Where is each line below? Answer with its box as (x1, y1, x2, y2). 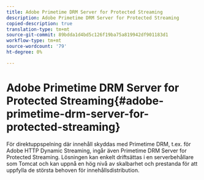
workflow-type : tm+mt (6, 37, 62, 44)
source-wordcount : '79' (6, 44, 67, 50)
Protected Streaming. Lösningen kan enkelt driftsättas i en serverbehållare (6, 153, 194, 160)
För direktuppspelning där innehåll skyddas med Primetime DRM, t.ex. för (6, 140, 191, 147)
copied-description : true (6, 20, 72, 26)
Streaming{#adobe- (60, 93, 164, 108)
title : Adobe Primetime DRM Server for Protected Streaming (6, 9, 164, 15)
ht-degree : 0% (6, 49, 43, 55)
